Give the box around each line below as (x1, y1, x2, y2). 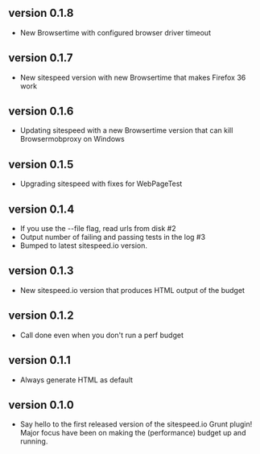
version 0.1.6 (8, 105, 74, 118)
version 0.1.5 (8, 157, 74, 171)
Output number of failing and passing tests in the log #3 (19, 233, 206, 242)
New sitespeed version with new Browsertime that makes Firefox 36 (19, 72, 246, 82)
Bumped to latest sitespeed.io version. (19, 241, 147, 250)
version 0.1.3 (8, 264, 74, 278)
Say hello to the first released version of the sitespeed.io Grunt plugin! (19, 419, 253, 429)
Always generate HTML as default (19, 374, 134, 385)
